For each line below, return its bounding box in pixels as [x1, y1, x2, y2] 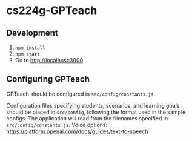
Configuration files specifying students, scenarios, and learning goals [6, 102, 180, 109]
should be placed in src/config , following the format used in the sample [6, 108, 186, 116]
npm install [15, 45, 45, 51]
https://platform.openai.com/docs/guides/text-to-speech [6, 128, 148, 135]
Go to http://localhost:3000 [15, 57, 84, 64]
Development [6, 28, 59, 38]
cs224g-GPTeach [6, 4, 98, 18]
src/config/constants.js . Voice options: [6, 121, 108, 128]
